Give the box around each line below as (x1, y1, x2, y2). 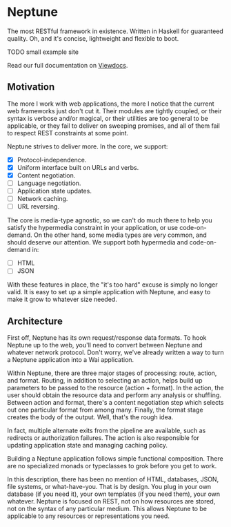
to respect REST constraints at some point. (7, 128, 129, 137)
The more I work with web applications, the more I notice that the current (7, 99, 215, 108)
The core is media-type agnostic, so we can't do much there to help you (7, 216, 212, 224)
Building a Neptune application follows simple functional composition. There (7, 454, 223, 463)
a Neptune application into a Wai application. (7, 356, 134, 364)
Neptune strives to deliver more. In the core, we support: (7, 142, 168, 151)
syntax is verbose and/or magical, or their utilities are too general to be (7, 114, 208, 122)
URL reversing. (17, 202, 60, 211)
